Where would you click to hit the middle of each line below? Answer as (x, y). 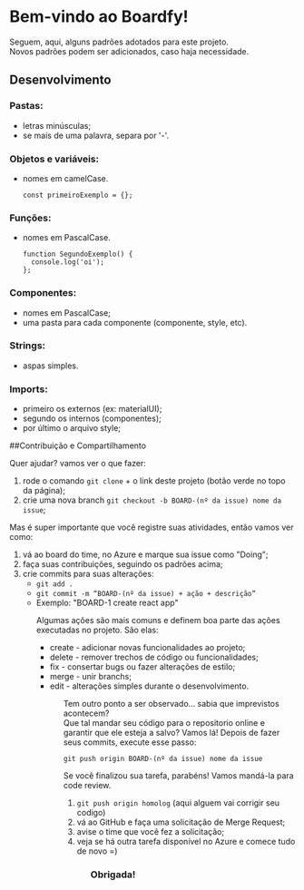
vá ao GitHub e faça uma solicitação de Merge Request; (181, 822)
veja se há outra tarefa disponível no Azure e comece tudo (186, 842)
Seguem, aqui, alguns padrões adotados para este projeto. (119, 42)
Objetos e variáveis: (54, 159)
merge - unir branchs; (90, 677)
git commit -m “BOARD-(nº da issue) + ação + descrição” (146, 594)
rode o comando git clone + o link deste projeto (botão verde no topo (154, 481)
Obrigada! (113, 875)
